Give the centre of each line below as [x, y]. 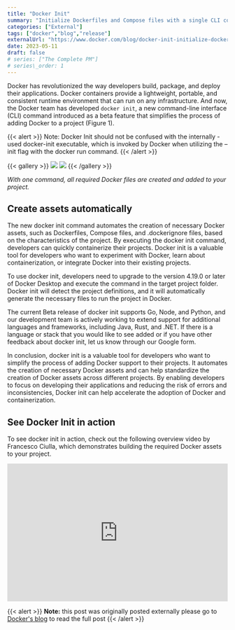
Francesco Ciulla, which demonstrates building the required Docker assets [115, 447]
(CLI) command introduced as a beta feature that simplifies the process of [114, 115]
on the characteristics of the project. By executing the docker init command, [117, 240]
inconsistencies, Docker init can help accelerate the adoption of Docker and [116, 393]
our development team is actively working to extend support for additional [114, 320]
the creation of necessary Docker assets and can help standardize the [108, 370]
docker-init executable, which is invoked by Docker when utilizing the [123, 143]
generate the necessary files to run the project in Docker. [90, 299]
